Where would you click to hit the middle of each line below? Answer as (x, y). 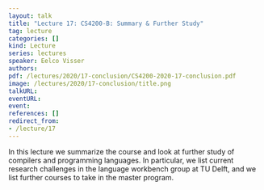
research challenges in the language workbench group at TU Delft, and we (132, 169)
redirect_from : (34, 121)
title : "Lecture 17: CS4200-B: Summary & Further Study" (106, 23)
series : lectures (38, 53)
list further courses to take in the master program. (91, 177)
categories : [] (34, 38)
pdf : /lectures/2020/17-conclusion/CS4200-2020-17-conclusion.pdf (122, 76)
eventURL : (25, 99)
